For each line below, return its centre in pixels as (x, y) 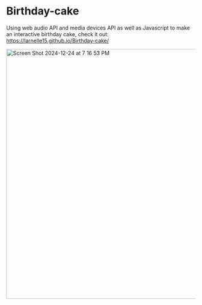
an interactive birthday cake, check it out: (58, 34)
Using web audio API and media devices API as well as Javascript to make (98, 28)
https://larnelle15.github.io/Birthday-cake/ (58, 40)
